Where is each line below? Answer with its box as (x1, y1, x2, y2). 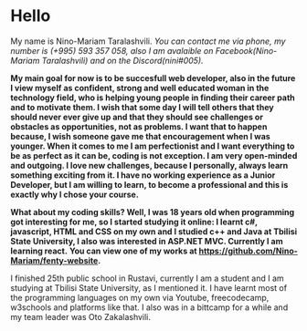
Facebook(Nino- (215, 45, 278, 56)
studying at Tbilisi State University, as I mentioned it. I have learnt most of (10, 282, 287, 293)
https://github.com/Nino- (198, 245, 298, 256)
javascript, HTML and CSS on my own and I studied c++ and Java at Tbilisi (10, 225, 298, 237)
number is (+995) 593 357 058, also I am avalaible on (10, 45, 214, 56)
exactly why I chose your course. (10, 189, 140, 200)
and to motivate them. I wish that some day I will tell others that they (10, 101, 274, 112)
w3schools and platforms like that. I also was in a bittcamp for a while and (10, 302, 289, 313)
